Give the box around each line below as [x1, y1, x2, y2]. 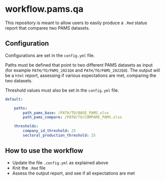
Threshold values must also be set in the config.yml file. [5, 87, 119, 93]
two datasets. [5, 77, 33, 83]
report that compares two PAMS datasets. [5, 25, 90, 31]
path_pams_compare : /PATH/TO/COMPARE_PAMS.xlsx [23, 115, 122, 120]
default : [5, 97, 23, 102]
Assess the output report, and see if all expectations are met [12, 170, 135, 176]
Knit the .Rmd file [12, 165, 46, 171]
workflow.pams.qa [5, 3, 84, 15]
